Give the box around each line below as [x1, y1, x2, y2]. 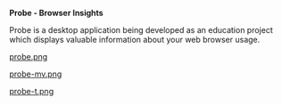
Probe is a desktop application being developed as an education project [9, 25, 274, 35]
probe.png [9, 52, 48, 61]
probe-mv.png [9, 69, 62, 79]
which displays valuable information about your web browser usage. [9, 35, 261, 44]
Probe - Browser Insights [9, 8, 104, 18]
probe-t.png [9, 86, 54, 96]
